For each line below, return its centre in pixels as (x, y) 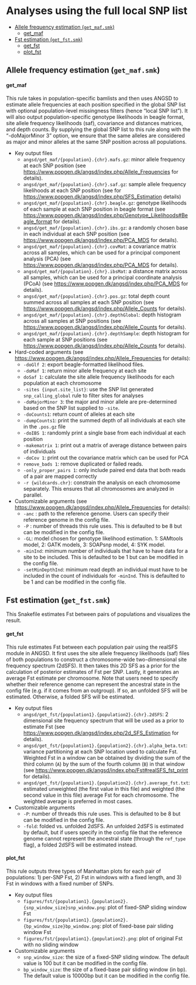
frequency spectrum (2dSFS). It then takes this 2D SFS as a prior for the (93, 666)
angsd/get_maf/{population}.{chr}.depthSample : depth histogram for (106, 333)
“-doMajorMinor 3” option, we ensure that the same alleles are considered (96, 135)
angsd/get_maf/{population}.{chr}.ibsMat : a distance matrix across (105, 271)
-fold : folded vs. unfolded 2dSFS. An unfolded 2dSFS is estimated (104, 826)
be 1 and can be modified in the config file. (75, 582)
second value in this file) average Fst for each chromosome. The (101, 795)
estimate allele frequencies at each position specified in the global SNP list (96, 104)
